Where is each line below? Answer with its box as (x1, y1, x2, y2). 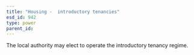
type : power (6, 20, 36, 26)
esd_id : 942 (6, 14, 36, 20)
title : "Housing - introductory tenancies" (6, 8, 120, 15)
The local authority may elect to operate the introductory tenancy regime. (6, 42, 189, 49)
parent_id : (6, 25, 34, 32)
